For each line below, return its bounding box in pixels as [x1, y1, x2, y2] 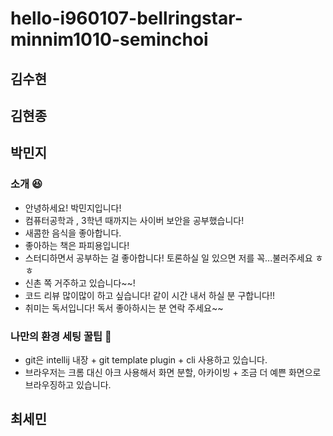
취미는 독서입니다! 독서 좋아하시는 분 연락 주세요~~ [24, 302, 224, 314]
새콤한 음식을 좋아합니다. [24, 227, 122, 239]
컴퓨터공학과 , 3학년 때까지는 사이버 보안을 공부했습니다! [24, 214, 245, 226]
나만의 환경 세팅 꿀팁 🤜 [10, 329, 112, 343]
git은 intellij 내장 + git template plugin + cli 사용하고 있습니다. [24, 353, 268, 366]
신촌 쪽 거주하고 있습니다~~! [24, 277, 136, 289]
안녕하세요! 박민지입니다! [24, 202, 122, 214]
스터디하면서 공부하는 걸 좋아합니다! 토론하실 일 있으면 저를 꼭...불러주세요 [24, 252, 313, 264]
